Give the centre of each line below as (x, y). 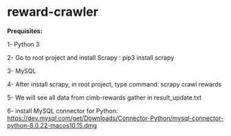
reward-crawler (53, 12)
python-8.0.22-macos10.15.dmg (52, 125)
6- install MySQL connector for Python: (63, 111)
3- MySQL (22, 71)
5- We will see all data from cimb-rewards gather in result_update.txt (104, 98)
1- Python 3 (23, 44)
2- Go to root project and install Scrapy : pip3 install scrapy (91, 57)
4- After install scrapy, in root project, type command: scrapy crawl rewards (114, 84)
